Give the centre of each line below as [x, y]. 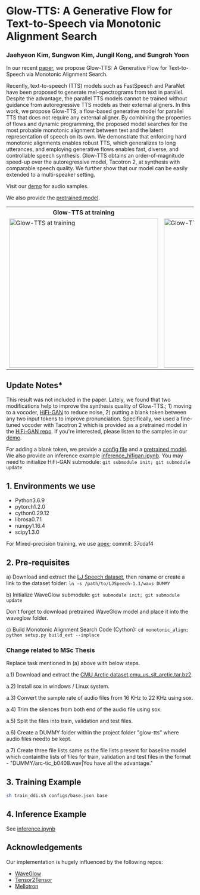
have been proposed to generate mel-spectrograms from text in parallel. [95, 92]
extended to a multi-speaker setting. [51, 175]
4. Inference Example [46, 814]
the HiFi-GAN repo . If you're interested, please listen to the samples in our [97, 432]
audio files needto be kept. [39, 739]
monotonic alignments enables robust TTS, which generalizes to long [91, 143]
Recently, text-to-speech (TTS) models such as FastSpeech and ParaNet [96, 86]
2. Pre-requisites [38, 562]
